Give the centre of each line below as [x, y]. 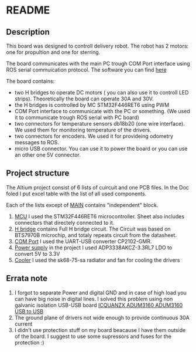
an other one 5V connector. [47, 155]
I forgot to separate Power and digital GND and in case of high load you [101, 292]
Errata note [27, 278]
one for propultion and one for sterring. [53, 52]
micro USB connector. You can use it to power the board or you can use [101, 148]
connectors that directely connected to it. [64, 222]
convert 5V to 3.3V [37, 253]
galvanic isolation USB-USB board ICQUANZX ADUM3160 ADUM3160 [99, 305]
